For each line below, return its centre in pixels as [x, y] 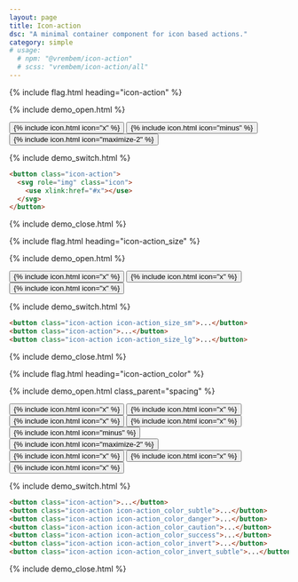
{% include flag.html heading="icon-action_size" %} [105, 242]
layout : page [33, 17]
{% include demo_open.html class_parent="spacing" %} [112, 391]
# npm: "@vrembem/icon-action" [75, 59]
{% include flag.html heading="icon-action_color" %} [107, 373]
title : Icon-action [45, 26]
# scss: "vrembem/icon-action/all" [83, 68]
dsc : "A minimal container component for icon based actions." [129, 34]
